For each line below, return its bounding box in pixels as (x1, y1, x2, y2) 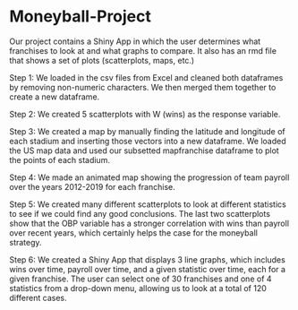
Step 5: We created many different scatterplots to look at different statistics (9, 199, 286, 210)
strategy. (9, 237, 42, 247)
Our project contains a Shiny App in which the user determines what (9, 36, 261, 47)
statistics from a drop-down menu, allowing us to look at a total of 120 (9, 282, 267, 293)
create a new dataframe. (9, 91, 100, 102)
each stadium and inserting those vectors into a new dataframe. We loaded (9, 135, 286, 146)
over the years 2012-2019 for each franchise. (9, 181, 176, 192)
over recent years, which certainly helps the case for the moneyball (9, 227, 258, 238)
